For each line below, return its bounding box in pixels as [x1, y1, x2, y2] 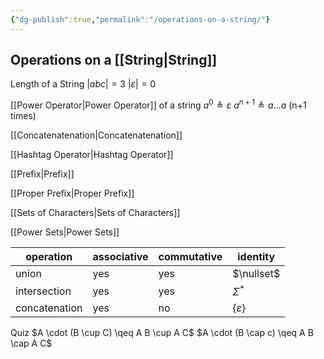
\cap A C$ [10, 337, 53, 350]
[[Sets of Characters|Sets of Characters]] [10, 207, 181, 219]
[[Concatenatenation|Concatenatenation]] [10, 129, 183, 141]
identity [237, 250, 276, 264]
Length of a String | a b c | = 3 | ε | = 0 [10, 78, 157, 90]
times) [10, 110, 37, 122]
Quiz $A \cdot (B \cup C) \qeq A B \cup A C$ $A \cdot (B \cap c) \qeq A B [10, 327, 314, 339]
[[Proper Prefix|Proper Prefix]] [10, 187, 135, 200]
